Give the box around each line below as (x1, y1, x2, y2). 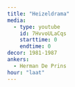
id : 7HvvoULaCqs (19, 29, 67, 37)
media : (7, 17, 26, 24)
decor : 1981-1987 (7, 50, 58, 57)
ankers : (7, 56, 30, 63)
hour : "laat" (7, 69, 45, 76)
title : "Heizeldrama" (7, 10, 70, 18)
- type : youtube (13, 23, 60, 30)
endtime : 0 (19, 43, 51, 50)
